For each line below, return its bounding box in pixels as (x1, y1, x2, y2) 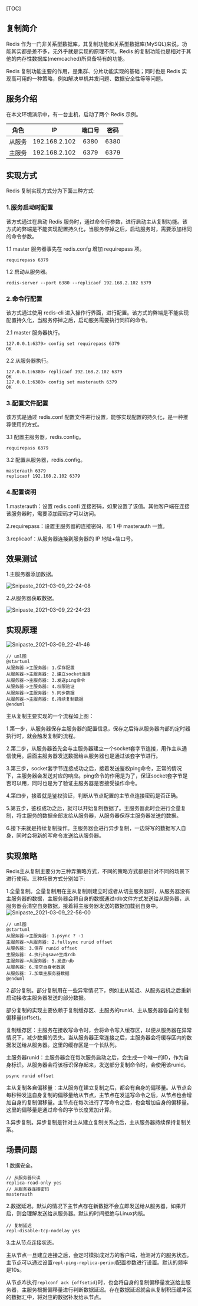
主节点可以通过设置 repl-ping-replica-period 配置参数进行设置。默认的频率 (6, 1259, 189, 1266)
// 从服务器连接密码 (6, 1186, 49, 1192)
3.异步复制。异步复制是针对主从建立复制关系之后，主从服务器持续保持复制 (6, 1119, 187, 1126)
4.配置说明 (6, 488, 37, 496)
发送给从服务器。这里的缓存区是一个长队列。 (11, 1041, 120, 1049)
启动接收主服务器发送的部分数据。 (6, 994, 89, 1002)
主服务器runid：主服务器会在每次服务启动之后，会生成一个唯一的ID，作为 (6, 1054, 184, 1061)
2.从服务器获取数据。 (6, 595, 58, 602)
